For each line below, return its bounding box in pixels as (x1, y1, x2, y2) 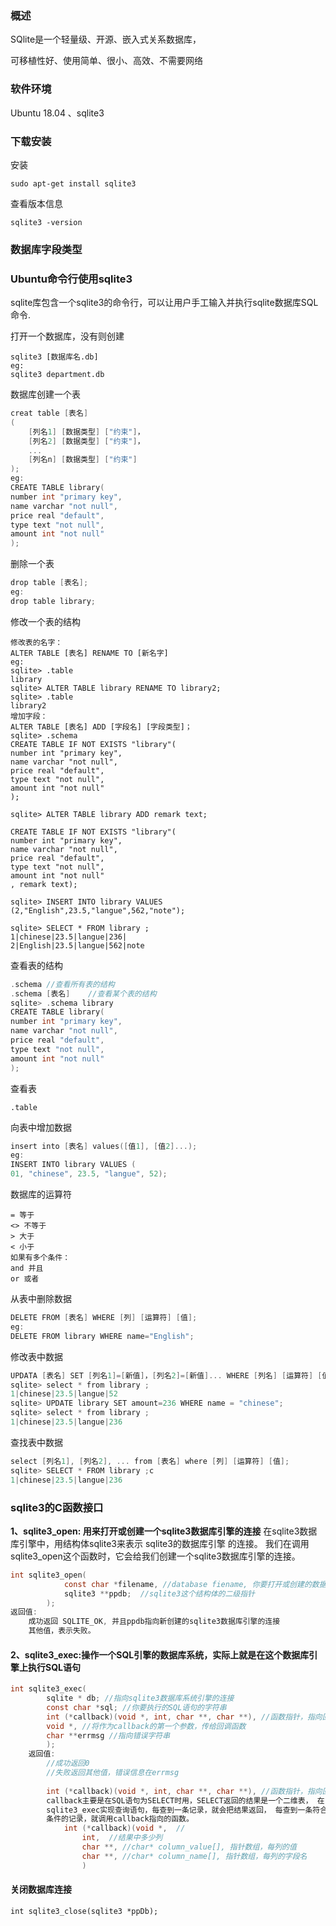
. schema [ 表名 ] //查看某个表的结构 (10, 988, 157, 999)
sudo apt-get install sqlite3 (10, 178, 137, 189)
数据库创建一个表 (10, 388, 81, 401)
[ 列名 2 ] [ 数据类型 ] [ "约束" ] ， (28, 436, 145, 446)
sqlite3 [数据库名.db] (10, 352, 99, 362)
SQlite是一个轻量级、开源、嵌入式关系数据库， (10, 33, 202, 46)
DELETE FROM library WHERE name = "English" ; (10, 1331, 195, 1341)
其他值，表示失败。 (28, 1626, 96, 1636)
